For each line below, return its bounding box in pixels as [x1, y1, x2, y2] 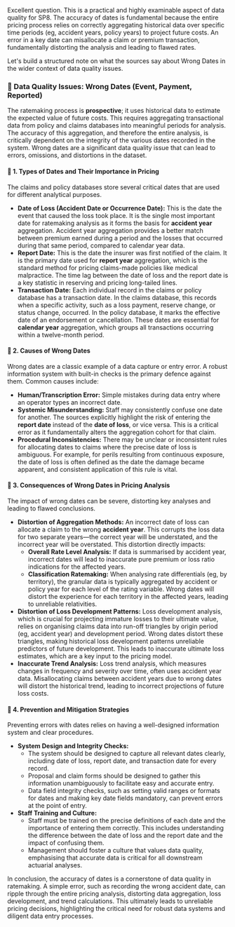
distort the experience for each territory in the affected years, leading [27, 592, 229, 600]
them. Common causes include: [7, 377, 100, 385]
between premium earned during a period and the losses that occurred [17, 234, 223, 242]
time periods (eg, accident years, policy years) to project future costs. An [7, 28, 219, 36]
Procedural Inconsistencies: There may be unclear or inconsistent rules [17, 435, 227, 444]
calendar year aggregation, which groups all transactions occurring [17, 323, 214, 332]
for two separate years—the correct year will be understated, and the [17, 532, 218, 541]
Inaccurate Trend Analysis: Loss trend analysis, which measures [17, 659, 207, 668]
